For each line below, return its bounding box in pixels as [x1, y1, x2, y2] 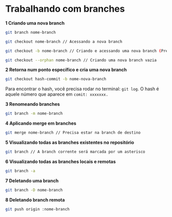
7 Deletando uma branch [5, 177, 59, 184]
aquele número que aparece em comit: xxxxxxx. [5, 91, 109, 98]
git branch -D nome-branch [5, 187, 63, 192]
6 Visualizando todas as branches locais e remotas [5, 158, 116, 164]
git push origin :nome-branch [5, 206, 70, 212]
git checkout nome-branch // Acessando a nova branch [5, 39, 123, 44]
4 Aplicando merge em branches [5, 120, 77, 127]
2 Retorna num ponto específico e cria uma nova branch [5, 67, 127, 73]
